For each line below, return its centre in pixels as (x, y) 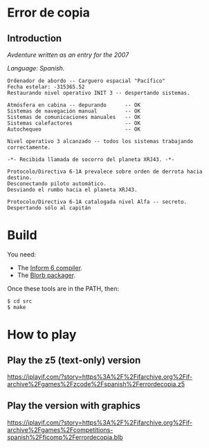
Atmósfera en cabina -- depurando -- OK (74, 105)
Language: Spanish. (36, 68)
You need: (22, 254)
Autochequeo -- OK (74, 129)
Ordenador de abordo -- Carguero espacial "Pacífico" (87, 81)
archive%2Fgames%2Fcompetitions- (60, 429)
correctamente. (29, 147)
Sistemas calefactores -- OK (74, 123)
